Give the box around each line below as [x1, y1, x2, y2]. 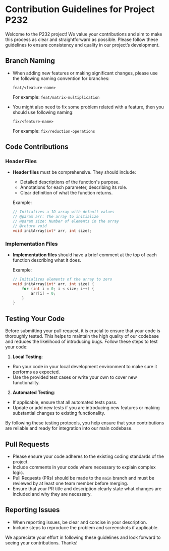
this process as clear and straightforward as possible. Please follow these [5, 36, 158, 43]
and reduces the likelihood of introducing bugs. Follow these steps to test [5, 338, 158, 345]
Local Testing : [12, 353, 43, 360]
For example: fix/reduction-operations [12, 128, 95, 134]
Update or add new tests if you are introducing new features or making [12, 405, 160, 411]
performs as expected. [12, 369, 60, 375]
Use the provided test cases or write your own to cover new [12, 374, 137, 380]
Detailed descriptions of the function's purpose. [20, 179, 120, 185]
